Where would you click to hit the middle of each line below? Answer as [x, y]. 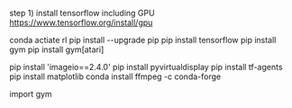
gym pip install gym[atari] [57, 49]
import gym [31, 94]
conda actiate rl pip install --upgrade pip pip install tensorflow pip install [143, 40]
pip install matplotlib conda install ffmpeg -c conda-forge [115, 76]
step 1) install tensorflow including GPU [82, 13]
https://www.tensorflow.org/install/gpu [81, 22]
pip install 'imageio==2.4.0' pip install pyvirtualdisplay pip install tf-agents [146, 67]
